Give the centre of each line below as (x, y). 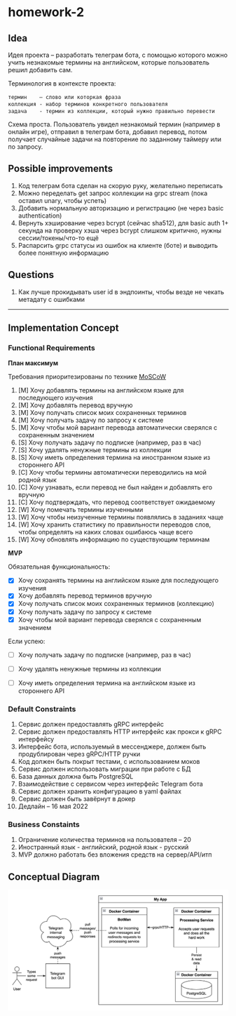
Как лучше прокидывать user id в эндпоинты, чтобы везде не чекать (121, 291)
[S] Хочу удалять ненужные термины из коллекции (95, 450)
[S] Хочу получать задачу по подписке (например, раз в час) (110, 442)
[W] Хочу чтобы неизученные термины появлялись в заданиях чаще (120, 517)
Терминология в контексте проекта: (62, 84)
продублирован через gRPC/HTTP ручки (79, 754)
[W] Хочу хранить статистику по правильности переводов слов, (114, 525)
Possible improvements (61, 169)
